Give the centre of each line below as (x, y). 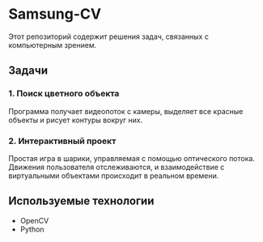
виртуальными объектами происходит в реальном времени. (114, 176)
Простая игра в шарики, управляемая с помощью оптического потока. (131, 158)
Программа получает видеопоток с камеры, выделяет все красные (126, 111)
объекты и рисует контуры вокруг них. (76, 120)
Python (32, 229)
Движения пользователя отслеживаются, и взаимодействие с (117, 167)
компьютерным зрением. (53, 45)
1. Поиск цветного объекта (64, 94)
